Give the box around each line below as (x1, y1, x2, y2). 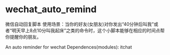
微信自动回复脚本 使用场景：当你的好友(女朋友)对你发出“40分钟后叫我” (5, 21, 154, 27)
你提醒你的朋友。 (5, 34, 41, 40)
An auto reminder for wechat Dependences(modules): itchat (5, 44, 132, 50)
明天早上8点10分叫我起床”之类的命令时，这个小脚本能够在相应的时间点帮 (12, 27, 165, 34)
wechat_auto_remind (5, 4, 97, 15)
